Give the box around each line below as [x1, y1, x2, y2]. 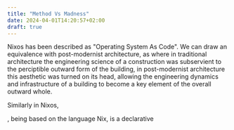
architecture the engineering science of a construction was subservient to [7, 58, 222, 66]
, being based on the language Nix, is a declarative [7, 115, 154, 123]
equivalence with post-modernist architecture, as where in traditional [7, 50, 207, 58]
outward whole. [7, 87, 53, 96]
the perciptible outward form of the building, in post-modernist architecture [7, 65, 226, 74]
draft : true [7, 23, 42, 30]
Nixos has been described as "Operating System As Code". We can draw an [7, 43, 227, 51]
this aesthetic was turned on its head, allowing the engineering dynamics [7, 72, 219, 81]
